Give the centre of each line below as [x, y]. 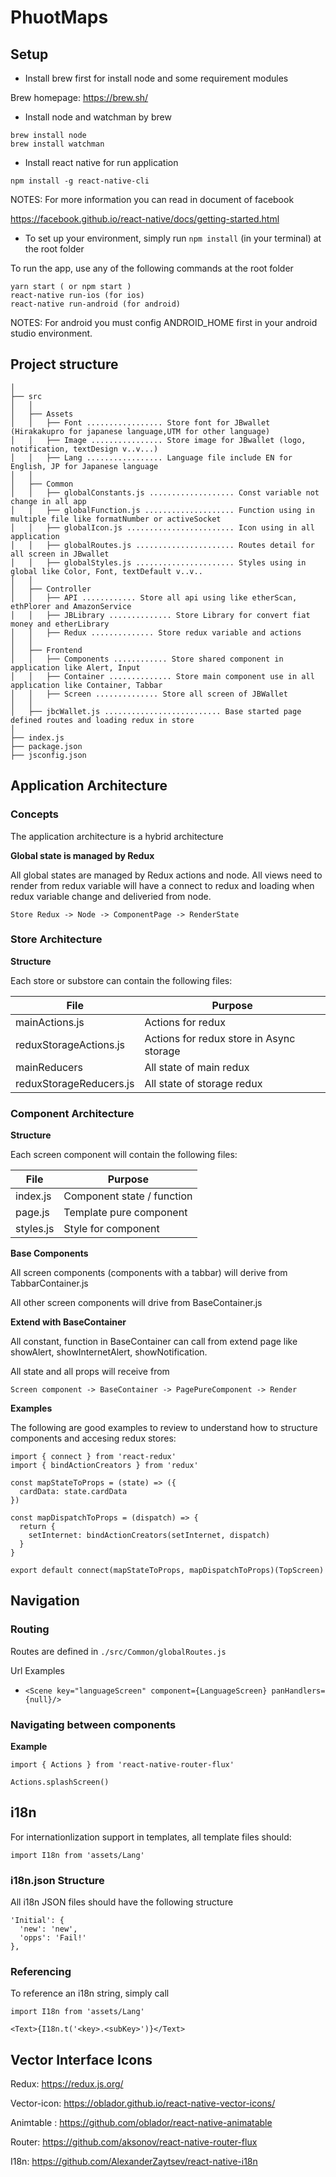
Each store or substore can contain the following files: [121, 980]
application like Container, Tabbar [86, 685]
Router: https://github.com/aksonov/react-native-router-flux [134, 2142]
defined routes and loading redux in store [102, 720]
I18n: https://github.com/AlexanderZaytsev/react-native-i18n [134, 2162]
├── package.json [46, 746]
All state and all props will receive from [90, 1372]
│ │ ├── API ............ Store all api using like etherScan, [154, 597]
